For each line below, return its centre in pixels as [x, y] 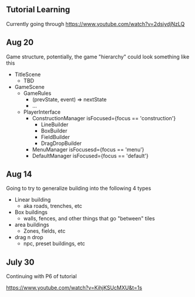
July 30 [20, 262]
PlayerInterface [42, 112]
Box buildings [31, 212]
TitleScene [28, 74]
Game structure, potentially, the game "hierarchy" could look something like [98, 57]
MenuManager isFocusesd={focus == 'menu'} [88, 149]
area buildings [32, 225]
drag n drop [29, 237]
